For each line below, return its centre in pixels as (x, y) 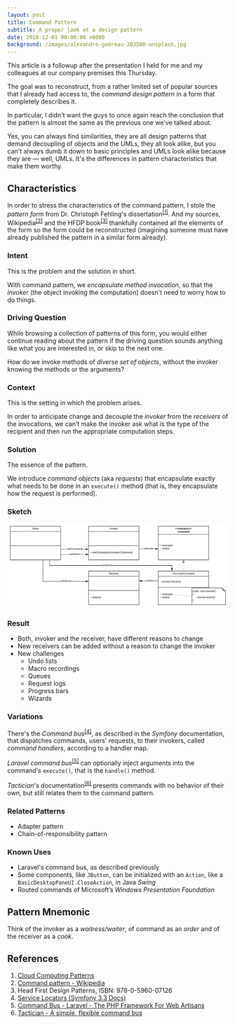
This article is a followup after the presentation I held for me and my (105, 65)
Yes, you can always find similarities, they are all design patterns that (107, 137)
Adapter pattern (40, 826)
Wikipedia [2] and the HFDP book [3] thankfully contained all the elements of (115, 222)
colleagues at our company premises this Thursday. (82, 73)
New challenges (41, 654)
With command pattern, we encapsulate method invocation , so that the (110, 284)
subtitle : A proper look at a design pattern (75, 30)
